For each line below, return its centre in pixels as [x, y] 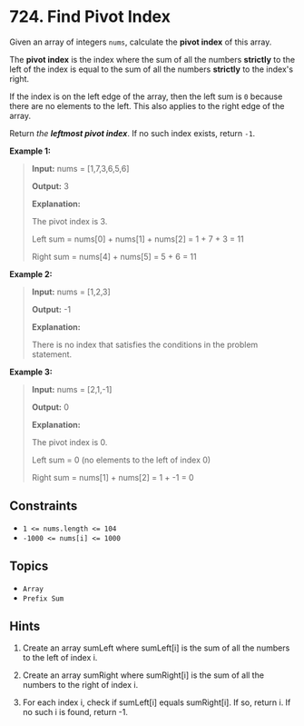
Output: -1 [51, 309]
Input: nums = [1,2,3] [71, 292]
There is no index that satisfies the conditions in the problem [145, 344]
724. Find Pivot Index [90, 17]
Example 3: [31, 372]
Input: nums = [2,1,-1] [72, 389]
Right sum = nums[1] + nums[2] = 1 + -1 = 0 [113, 477]
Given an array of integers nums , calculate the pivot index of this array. [141, 42]
